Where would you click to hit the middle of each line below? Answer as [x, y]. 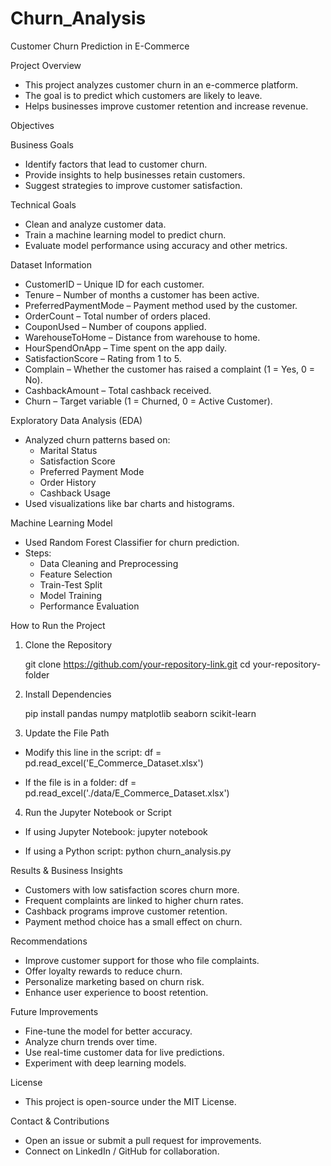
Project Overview [46, 65]
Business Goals [42, 144]
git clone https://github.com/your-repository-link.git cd [137, 664]
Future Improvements [54, 1011]
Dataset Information [51, 264]
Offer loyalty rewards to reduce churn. [103, 971]
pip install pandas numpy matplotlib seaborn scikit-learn [140, 713]
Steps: [38, 553]
